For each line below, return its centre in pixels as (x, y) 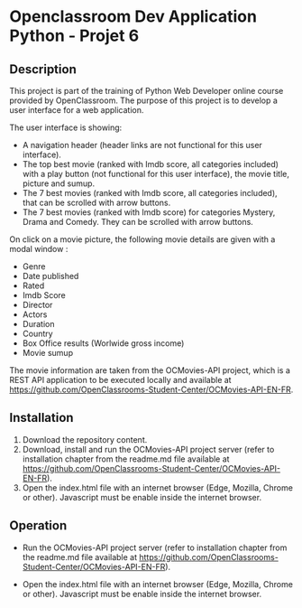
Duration (38, 324)
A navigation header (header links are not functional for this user (142, 145)
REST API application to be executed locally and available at (120, 380)
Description (43, 69)
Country (37, 333)
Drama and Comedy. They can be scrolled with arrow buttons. (138, 222)
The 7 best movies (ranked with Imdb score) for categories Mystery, (149, 212)
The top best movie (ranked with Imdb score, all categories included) (151, 164)
